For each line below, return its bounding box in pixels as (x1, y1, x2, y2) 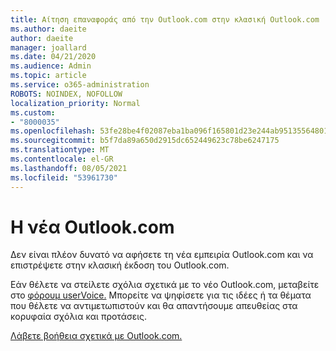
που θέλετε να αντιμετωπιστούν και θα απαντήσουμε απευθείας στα (10, 300, 298, 312)
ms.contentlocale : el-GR (10, 154, 114, 164)
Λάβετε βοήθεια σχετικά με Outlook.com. (10, 330, 183, 342)
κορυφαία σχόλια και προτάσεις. (10, 311, 148, 323)
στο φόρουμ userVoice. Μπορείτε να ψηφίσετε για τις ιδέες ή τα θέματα (10, 289, 312, 301)
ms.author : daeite (10, 24, 87, 34)
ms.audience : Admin (10, 61, 92, 71)
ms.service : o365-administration (10, 80, 150, 90)
